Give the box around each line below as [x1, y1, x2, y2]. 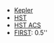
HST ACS [13, 21, 41, 29]
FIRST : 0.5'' [13, 28, 48, 37]
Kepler [13, 6, 34, 14]
